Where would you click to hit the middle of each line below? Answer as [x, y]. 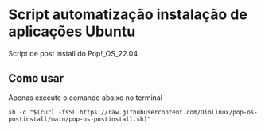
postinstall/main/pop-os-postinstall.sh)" [80, 119]
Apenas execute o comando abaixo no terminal [86, 98]
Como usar [36, 78]
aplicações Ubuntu [72, 31]
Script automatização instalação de [128, 15]
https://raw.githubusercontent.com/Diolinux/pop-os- [169, 112]
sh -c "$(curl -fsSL [43, 112]
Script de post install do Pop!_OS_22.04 [73, 53]
